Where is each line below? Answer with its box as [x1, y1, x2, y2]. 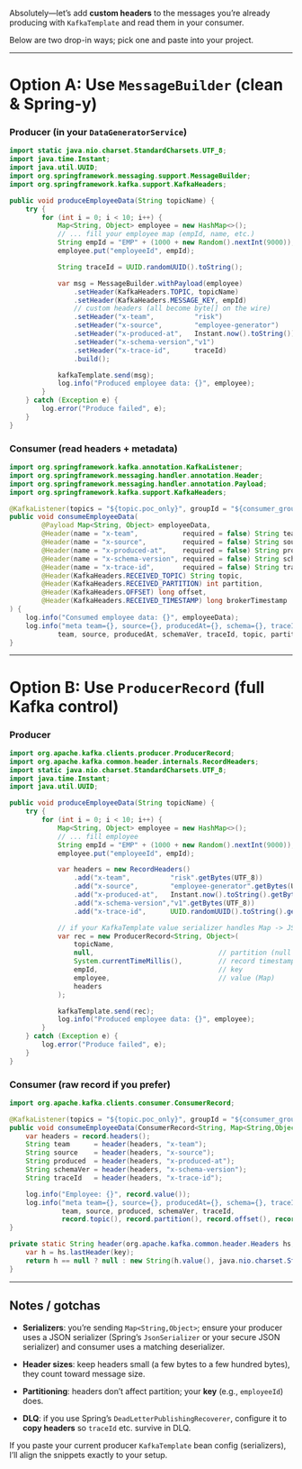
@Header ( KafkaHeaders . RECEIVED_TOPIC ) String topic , [41, 571, 244, 580]
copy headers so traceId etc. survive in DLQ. [22, 1422, 191, 1433]
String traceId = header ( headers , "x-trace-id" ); [25, 1173, 223, 1182]
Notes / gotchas [9, 1298, 101, 1314]
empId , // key [73, 965, 244, 974]
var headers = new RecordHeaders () [57, 865, 191, 874]
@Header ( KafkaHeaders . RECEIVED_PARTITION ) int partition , [41, 579, 263, 589]
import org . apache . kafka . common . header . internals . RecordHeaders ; [9, 757, 259, 766]
